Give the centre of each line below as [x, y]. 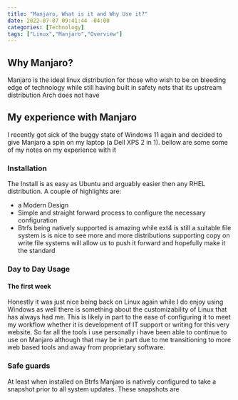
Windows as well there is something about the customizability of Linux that [117, 309]
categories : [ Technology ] [46, 27]
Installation [27, 168]
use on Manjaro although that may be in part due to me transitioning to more [119, 340]
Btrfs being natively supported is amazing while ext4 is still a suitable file [124, 228]
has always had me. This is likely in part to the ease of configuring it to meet [119, 317]
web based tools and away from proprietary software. [86, 347]
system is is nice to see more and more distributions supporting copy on [124, 235]
